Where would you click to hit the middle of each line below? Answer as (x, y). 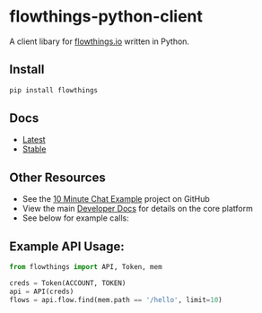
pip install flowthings (54, 90)
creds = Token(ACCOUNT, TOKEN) (68, 283)
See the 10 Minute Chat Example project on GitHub (116, 199)
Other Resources (57, 177)
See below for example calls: (75, 218)
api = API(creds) (42, 291)
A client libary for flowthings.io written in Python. (100, 41)
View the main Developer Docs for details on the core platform (137, 209)
